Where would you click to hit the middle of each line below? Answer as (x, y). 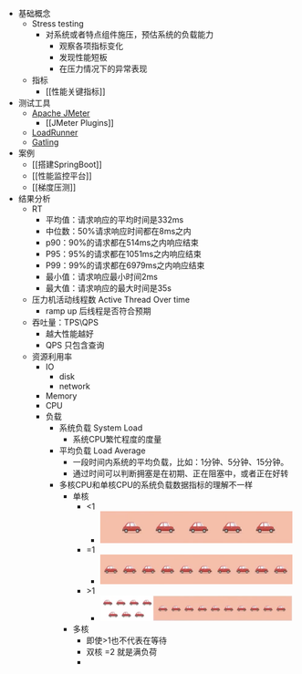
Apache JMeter (61, 113)
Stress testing (57, 24)
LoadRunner (55, 132)
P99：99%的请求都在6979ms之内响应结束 (125, 265)
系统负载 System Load (101, 428)
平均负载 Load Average (102, 451)
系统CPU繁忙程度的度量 (117, 439)
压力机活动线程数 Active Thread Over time (110, 300)
